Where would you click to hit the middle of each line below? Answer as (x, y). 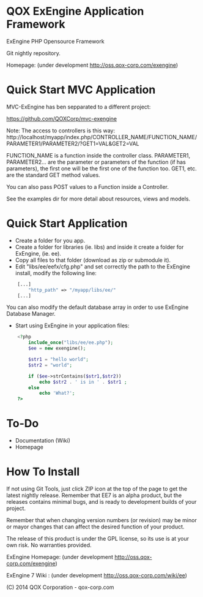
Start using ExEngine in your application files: (72, 325)
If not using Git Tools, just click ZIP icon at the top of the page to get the (97, 489)
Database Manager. (31, 314)
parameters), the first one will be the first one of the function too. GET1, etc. (102, 168)
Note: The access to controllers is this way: (61, 131)
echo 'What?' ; (57, 394)
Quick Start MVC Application (81, 90)
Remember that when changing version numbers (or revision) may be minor (102, 520)
